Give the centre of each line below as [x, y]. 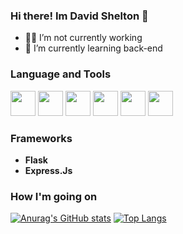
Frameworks [41, 138]
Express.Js [48, 170]
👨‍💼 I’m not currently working [83, 38]
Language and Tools [61, 74]
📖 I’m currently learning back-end [93, 48]
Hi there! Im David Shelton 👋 [79, 16]
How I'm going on [54, 196]
